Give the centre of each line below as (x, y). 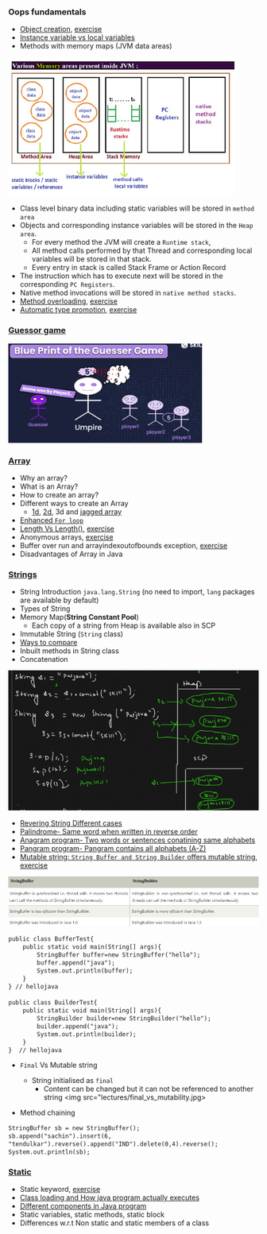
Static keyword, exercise (60, 1190)
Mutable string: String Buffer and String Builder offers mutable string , (139, 857)
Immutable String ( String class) (72, 634)
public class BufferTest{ (51, 939)
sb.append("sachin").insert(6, (60, 1136)
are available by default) (59, 600)
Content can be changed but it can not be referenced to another (149, 1089)
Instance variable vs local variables (77, 37)
